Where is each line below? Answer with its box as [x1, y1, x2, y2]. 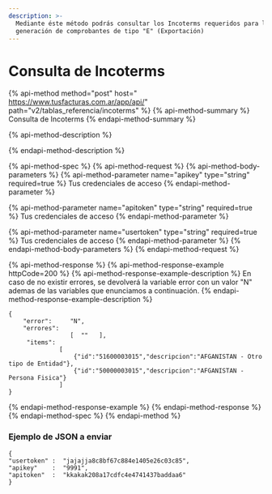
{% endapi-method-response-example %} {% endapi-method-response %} [8, 402, 261, 412]
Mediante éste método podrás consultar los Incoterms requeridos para [15, 19, 259, 28]
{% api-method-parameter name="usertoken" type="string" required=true [8, 228, 257, 237]
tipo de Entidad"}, [8, 360, 74, 368]
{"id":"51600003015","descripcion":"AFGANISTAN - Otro [73, 353, 263, 361]
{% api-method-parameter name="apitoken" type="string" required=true [8, 203, 253, 213]
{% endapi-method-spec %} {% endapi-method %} [8, 411, 181, 421]
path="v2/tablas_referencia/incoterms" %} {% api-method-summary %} [8, 106, 250, 116]
